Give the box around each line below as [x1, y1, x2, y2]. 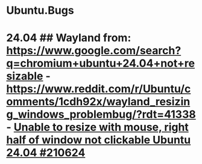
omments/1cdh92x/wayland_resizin [6, 95, 191, 109]
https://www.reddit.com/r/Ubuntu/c [6, 82, 191, 96]
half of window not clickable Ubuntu [6, 133, 191, 147]
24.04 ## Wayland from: [6, 31, 131, 45]
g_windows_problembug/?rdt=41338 [6, 108, 196, 121]
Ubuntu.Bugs [6, 4, 74, 17]
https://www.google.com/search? [6, 44, 181, 58]
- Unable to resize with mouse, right [6, 121, 189, 134]
